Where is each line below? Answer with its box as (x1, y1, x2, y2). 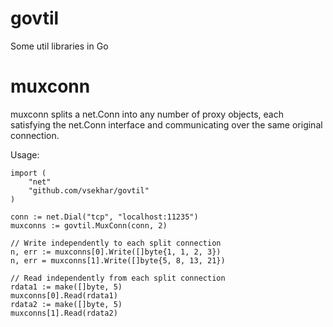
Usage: (10, 148, 40, 161)
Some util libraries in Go (10, 40, 109, 52)
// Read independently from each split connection (10, 273, 226, 283)
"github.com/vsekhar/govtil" (28, 185, 150, 196)
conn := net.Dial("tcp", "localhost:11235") (10, 212, 199, 222)
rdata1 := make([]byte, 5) (10, 282, 123, 292)
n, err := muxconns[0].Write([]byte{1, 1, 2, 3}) (10, 247, 222, 257)
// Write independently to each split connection (10, 238, 222, 248)
